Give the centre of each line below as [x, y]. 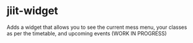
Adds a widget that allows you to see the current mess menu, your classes [97, 27]
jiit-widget [32, 11]
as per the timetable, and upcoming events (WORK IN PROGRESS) [87, 33]
